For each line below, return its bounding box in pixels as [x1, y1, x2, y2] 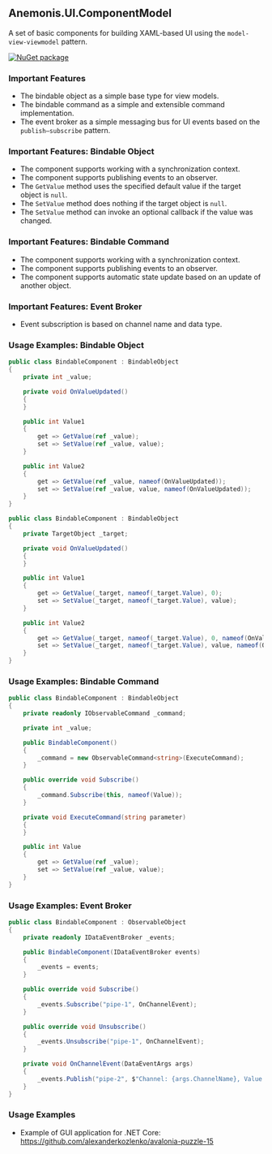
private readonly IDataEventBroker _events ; [23, 933, 176, 941]
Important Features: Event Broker [8, 300, 142, 312]
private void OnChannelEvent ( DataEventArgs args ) [23, 1060, 194, 1068]
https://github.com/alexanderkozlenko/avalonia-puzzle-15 [19, 1136, 215, 1146]
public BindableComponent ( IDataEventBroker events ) [23, 948, 201, 956]
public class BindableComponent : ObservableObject [8, 919, 186, 927]
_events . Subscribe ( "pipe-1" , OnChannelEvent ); [37, 1000, 198, 1009]
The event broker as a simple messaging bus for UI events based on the [19, 117, 261, 127]
